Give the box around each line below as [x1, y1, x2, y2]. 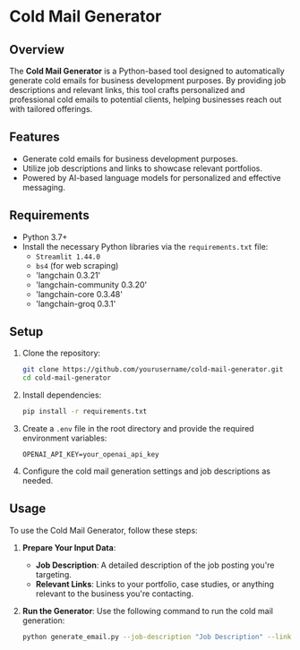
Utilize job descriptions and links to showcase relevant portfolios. [21, 163, 262, 174]
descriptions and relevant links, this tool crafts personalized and [9, 85, 245, 95]
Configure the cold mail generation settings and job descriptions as [21, 466, 271, 476]
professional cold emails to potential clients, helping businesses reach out [9, 94, 282, 105]
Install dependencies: [21, 389, 102, 400]
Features [9, 130, 60, 145]
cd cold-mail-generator [21, 373, 112, 382]
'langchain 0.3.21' [35, 269, 101, 280]
